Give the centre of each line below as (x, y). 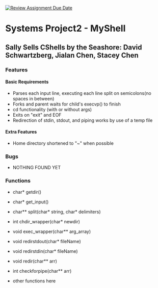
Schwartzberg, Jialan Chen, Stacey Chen (72, 55)
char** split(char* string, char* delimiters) (57, 212)
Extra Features (21, 132)
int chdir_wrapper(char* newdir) (46, 221)
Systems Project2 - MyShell (65, 29)
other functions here (34, 281)
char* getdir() (27, 192)
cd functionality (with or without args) (52, 109)
